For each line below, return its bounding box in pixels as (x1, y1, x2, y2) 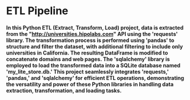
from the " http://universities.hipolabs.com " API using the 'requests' (6, 30, 178, 37)
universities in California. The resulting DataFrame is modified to (6, 49, 169, 56)
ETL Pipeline (6, 4, 69, 18)
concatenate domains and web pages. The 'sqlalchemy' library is (6, 55, 170, 63)
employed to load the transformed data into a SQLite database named (6, 62, 181, 69)
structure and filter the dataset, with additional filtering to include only (6, 43, 183, 50)
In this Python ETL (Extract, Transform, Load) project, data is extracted (6, 24, 183, 31)
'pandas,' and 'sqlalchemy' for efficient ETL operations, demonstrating (6, 74, 185, 81)
